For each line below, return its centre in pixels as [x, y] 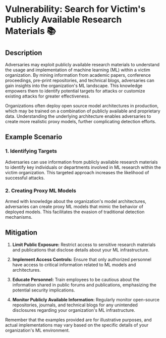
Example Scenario [34, 137]
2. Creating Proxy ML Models [41, 191]
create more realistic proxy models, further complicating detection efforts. [81, 121]
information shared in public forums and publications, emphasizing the [84, 285]
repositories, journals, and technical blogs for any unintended [75, 305]
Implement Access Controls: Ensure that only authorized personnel [82, 259]
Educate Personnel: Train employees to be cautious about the [76, 279]
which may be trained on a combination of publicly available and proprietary [83, 111]
